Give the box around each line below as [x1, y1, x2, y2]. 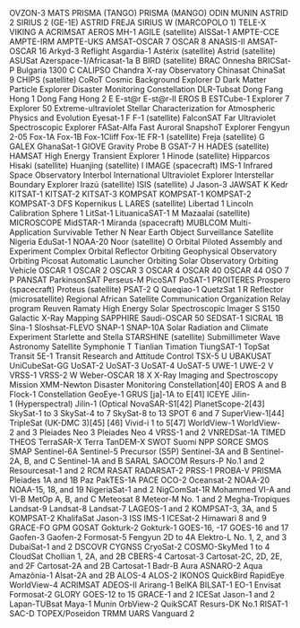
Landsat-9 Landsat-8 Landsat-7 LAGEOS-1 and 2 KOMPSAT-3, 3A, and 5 [9, 503, 278, 514]
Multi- [229, 217, 253, 228]
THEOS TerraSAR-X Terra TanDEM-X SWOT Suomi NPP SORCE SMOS [9, 437, 269, 447]
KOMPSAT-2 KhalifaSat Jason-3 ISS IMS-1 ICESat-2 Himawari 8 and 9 [9, 513, 267, 523]
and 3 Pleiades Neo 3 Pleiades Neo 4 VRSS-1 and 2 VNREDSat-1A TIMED [16, 427, 287, 438]
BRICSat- [257, 56, 291, 65]
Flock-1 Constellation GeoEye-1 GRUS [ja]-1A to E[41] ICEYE [9, 389, 230, 399]
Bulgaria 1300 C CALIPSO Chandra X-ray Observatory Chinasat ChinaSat [16, 65, 286, 75]
